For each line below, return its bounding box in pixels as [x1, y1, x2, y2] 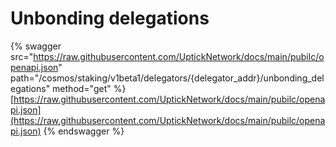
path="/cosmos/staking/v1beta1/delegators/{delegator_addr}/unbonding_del [10, 72, 325, 84]
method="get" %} [52, 82, 127, 94]
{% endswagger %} [43, 125, 125, 137]
